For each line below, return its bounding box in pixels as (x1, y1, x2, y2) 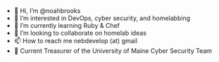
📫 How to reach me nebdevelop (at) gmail (13, 37, 137, 45)
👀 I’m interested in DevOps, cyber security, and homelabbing (13, 14, 191, 22)
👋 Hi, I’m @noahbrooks (13, 7, 81, 15)
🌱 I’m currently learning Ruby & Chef (13, 22, 120, 29)
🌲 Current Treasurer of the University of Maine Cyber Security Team (13, 47, 213, 55)
